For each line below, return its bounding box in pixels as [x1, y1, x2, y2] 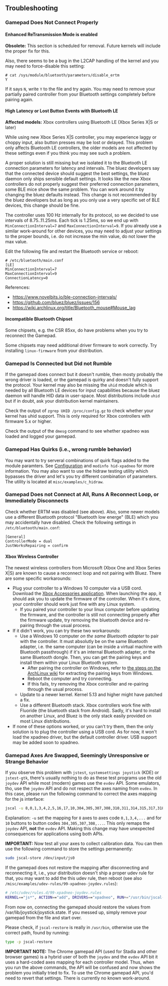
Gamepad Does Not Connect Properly [5, 19, 98, 26]
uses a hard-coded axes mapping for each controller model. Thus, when [5, 959, 154, 965]
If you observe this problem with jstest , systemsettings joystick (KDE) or [5, 770, 159, 776]
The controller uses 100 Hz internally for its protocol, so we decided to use [5, 212, 159, 218]
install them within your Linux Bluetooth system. [19, 660, 118, 666]
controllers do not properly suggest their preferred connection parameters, [5, 181, 160, 187]
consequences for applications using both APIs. [5, 831, 104, 837]
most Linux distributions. [19, 718, 71, 724]
